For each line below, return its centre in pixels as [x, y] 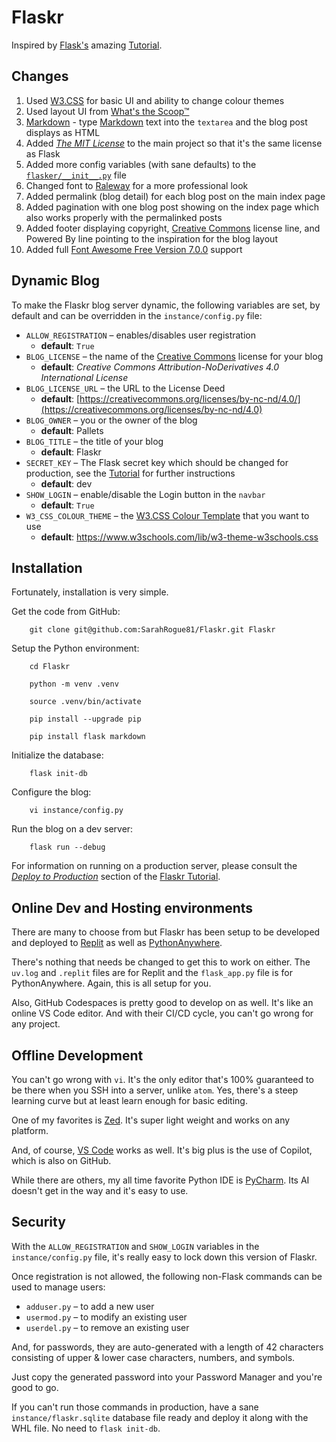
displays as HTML [63, 132]
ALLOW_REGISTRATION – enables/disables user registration [141, 335]
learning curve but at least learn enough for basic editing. [129, 1100]
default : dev [66, 483]
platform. [30, 1130]
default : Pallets [72, 430]
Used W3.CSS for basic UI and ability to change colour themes [155, 100]
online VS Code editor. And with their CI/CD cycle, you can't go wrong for [162, 1013]
